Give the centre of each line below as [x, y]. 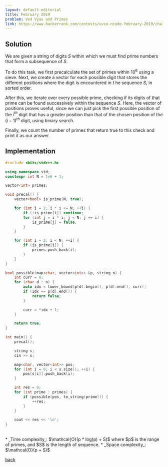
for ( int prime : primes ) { [43, 392]
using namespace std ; [28, 172]
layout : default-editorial [33, 10]
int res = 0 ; [28, 388]
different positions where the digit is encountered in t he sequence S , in [79, 83]
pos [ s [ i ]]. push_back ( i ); [49, 374]
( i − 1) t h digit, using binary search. [40, 120]
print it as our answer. [27, 136]
